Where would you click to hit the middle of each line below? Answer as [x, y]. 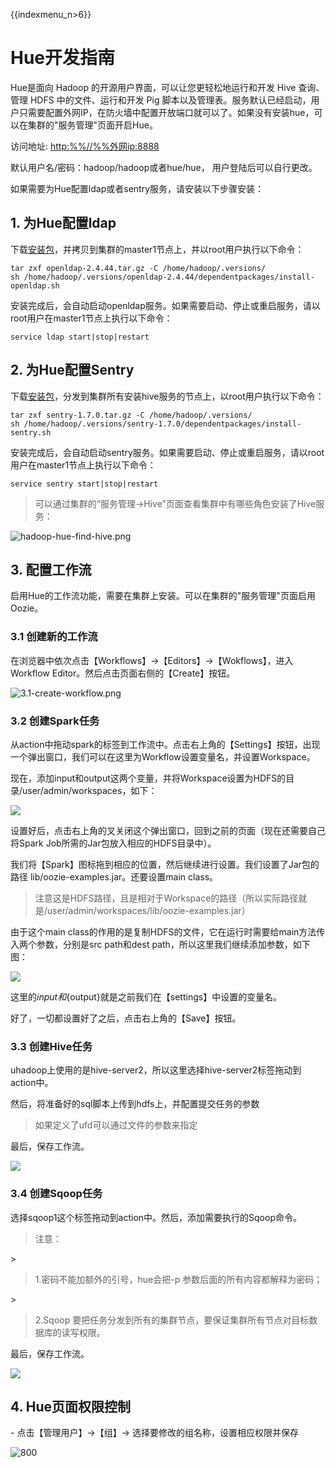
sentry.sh [31, 432]
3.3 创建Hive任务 [51, 1046]
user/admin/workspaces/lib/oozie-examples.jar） [148, 910]
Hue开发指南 [63, 58]
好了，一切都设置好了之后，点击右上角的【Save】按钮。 [126, 1018]
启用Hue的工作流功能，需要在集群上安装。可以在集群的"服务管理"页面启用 [163, 596]
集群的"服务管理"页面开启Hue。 [92, 125]
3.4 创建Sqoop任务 [56, 1194]
